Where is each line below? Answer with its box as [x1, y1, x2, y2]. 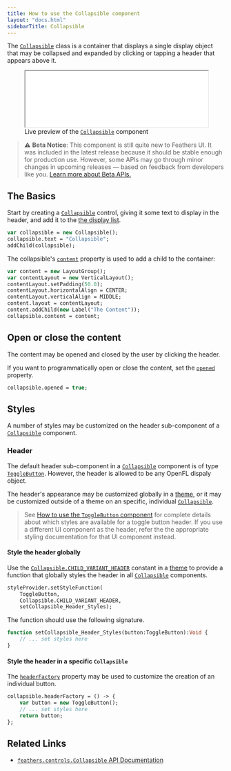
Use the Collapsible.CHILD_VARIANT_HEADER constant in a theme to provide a [7, 563, 223, 572]
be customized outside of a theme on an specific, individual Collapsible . [7, 497, 214, 505]
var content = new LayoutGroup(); [7, 268, 107, 274]
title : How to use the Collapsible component [7, 10, 140, 17]
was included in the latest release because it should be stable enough [23, 148, 223, 157]
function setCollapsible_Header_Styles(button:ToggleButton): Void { [7, 629, 208, 637]
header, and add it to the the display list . [7, 216, 121, 224]
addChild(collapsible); [7, 242, 76, 249]
